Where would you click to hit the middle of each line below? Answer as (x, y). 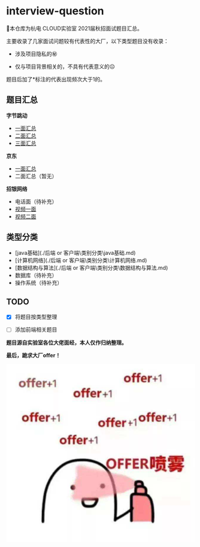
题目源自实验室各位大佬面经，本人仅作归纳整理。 (66, 342)
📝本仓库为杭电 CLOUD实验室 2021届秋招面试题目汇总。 (74, 28)
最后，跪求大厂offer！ (34, 355)
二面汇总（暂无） (36, 176)
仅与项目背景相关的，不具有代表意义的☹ (65, 66)
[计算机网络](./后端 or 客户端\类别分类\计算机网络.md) (81, 260)
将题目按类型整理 (36, 317)
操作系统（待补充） (39, 282)
